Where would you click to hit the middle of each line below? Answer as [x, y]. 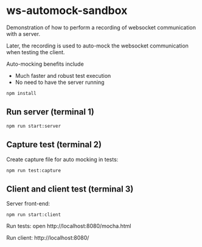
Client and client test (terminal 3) [70, 189]
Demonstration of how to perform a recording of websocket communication [101, 27]
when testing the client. [36, 52]
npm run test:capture [34, 170]
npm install [21, 93]
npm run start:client [34, 215]
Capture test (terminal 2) [54, 144]
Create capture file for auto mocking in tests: [62, 159]
